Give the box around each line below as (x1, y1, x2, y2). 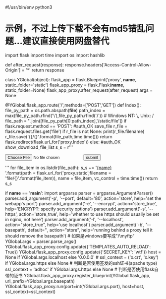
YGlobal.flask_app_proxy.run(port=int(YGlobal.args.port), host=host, (5, 283, 145, 289)
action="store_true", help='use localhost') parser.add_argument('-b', (5, 222, 145, 228)
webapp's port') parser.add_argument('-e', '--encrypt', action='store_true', (5, 200, 157, 206)
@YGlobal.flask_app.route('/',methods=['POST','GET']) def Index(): (5, 102, 141, 108)
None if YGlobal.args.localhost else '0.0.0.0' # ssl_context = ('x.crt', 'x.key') (5, 254, 159, 260)
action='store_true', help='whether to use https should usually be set (19, 211, 160, 217)
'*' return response (25, 67, 64, 73)
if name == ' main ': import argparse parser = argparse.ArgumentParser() (5, 190, 153, 196)
